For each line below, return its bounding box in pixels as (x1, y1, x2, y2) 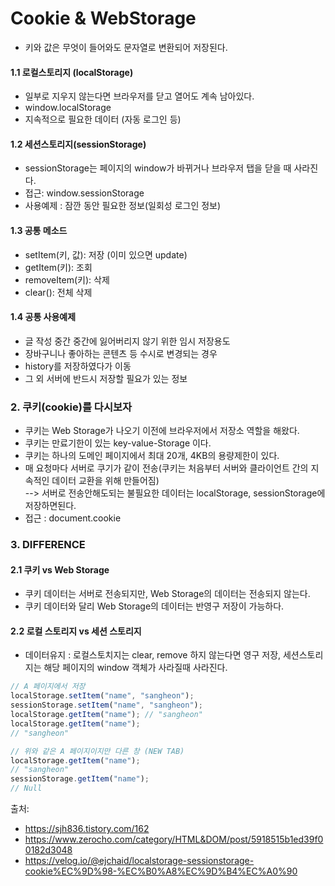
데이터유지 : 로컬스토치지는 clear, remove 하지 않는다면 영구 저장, (24, 649, 282, 661)
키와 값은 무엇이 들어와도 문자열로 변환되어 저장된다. (24, 41, 228, 53)
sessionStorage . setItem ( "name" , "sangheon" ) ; (10, 700, 203, 711)
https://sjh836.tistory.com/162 (24, 823, 150, 834)
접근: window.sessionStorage (24, 187, 145, 199)
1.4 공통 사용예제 (10, 311, 77, 323)
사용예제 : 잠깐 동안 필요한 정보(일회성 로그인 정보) (24, 200, 222, 212)
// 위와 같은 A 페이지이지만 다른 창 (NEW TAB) (10, 746, 185, 756)
